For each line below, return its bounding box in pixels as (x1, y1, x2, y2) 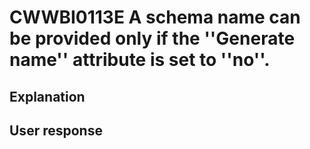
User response (9, 122, 103, 139)
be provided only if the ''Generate (9, 27, 296, 50)
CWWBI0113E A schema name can (9, 6, 301, 29)
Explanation (9, 88, 86, 105)
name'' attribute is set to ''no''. (9, 49, 271, 71)
